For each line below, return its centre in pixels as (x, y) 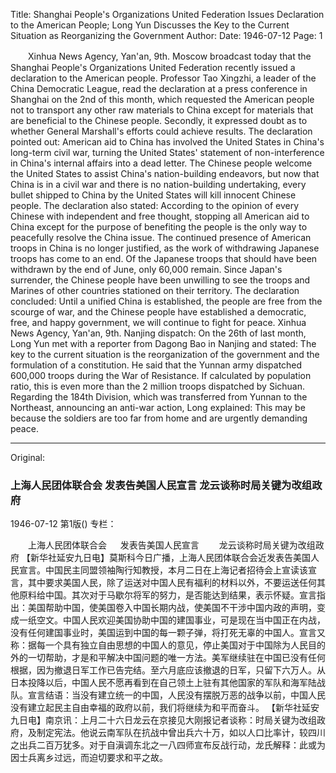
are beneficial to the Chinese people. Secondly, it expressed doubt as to (159, 120)
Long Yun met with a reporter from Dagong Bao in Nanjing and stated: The (163, 343)
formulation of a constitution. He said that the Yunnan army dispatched (156, 365)
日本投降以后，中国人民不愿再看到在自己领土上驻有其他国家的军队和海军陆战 (168, 683)
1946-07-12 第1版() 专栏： (63, 524)
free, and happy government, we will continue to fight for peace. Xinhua (158, 322)
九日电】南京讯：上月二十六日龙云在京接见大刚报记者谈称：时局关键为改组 (163, 720)
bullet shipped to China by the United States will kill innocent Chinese (153, 195)
